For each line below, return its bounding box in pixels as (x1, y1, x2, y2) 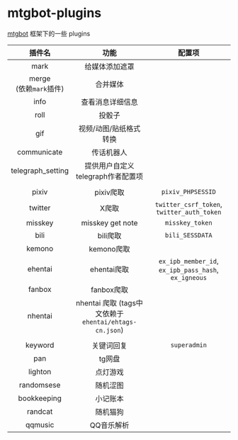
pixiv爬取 (94, 187, 125, 197)
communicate (17, 147, 63, 157)
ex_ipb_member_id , (158, 256, 219, 266)
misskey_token (165, 218, 212, 227)
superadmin (170, 341, 208, 349)
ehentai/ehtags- (82, 317, 137, 326)
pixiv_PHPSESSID (161, 188, 216, 196)
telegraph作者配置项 (75, 171, 144, 181)
